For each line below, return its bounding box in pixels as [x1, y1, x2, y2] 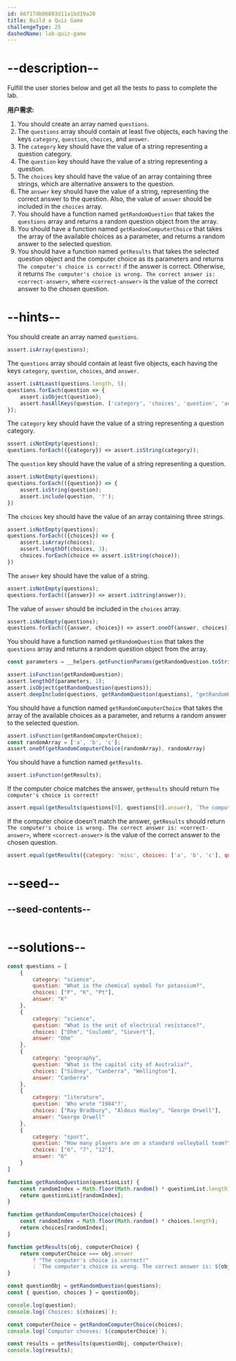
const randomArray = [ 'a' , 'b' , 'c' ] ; [7, 738, 121, 746]
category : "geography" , [32, 1055, 102, 1062]
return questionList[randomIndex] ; [20, 1192, 124, 1199]
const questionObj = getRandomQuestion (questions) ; [7, 1283, 162, 1290]
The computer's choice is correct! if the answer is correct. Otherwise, [17, 262, 225, 271]
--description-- [7, 61, 100, 76]
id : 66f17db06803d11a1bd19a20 [7, 10, 96, 18]
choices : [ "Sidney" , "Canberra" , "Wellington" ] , [32, 1068, 178, 1075]
